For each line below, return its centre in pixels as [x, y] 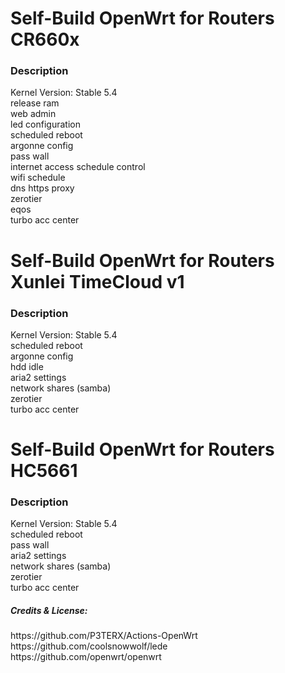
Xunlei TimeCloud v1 [97, 281]
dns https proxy [42, 188]
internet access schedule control [78, 167]
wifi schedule [38, 178]
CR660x [45, 39]
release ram [35, 103]
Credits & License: [49, 611]
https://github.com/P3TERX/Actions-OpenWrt [104, 636]
